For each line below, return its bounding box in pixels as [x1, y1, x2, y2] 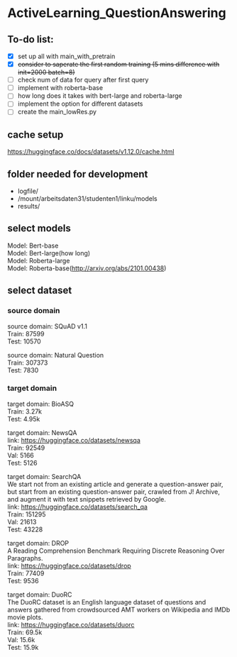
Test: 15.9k [7, 643, 39, 651]
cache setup [7, 128, 64, 140]
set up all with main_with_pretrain [17, 52, 116, 60]
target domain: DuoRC [7, 590, 72, 599]
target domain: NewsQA [7, 428, 77, 437]
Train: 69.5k [7, 628, 43, 636]
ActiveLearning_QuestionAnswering [7, 5, 226, 21]
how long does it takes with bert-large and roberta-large [17, 92, 182, 100]
